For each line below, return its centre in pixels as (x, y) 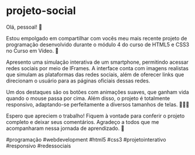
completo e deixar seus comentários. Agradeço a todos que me (83, 122)
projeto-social (41, 11)
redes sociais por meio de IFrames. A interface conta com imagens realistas (97, 68)
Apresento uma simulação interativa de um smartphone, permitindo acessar (97, 62)
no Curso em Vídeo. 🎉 (32, 50)
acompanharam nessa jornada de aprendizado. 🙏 (65, 128)
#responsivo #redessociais (39, 146)
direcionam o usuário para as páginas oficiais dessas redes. (78, 81)
